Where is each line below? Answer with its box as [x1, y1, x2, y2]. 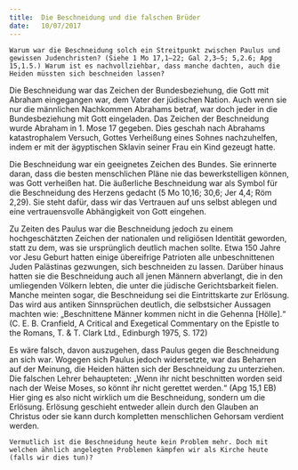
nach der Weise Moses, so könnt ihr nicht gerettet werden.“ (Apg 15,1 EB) [9, 382, 278, 393]
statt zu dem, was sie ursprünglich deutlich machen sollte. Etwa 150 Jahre [9, 242, 281, 253]
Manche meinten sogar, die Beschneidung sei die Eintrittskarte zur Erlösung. [9, 289, 290, 300]
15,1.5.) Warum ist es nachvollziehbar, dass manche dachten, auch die [9, 61, 280, 70]
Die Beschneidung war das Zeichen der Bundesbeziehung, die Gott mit [9, 85, 270, 95]
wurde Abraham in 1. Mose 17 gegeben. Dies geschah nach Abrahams [9, 122, 265, 134]
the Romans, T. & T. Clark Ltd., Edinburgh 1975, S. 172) [9, 327, 208, 338]
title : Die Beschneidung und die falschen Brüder [9, 12, 201, 22]
